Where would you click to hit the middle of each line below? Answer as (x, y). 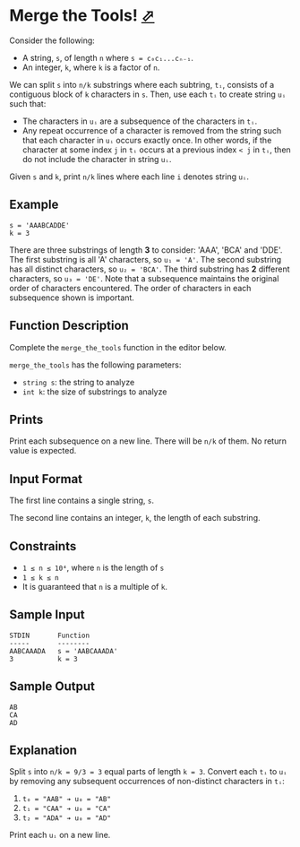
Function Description (69, 326)
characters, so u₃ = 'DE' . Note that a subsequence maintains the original (144, 278)
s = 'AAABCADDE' (39, 225)
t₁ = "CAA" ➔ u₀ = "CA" (67, 809)
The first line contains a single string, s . (82, 501)
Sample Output (52, 687)
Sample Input (47, 615)
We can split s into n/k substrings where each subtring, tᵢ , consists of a (142, 84)
